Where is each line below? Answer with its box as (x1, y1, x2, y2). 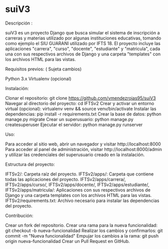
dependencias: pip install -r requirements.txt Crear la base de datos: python (5, 111, 161, 117)
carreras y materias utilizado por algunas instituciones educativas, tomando (5, 35, 161, 41)
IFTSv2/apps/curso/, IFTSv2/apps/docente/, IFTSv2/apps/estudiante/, (5, 181, 149, 187)
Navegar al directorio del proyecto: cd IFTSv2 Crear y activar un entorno (5, 100, 154, 106)
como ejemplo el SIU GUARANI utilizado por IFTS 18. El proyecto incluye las (5, 40, 161, 46)
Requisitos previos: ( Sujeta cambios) (5, 66, 82, 72)
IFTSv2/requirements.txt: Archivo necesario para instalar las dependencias (5, 197, 159, 203)
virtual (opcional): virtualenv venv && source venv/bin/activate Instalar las (5, 105, 156, 111)
